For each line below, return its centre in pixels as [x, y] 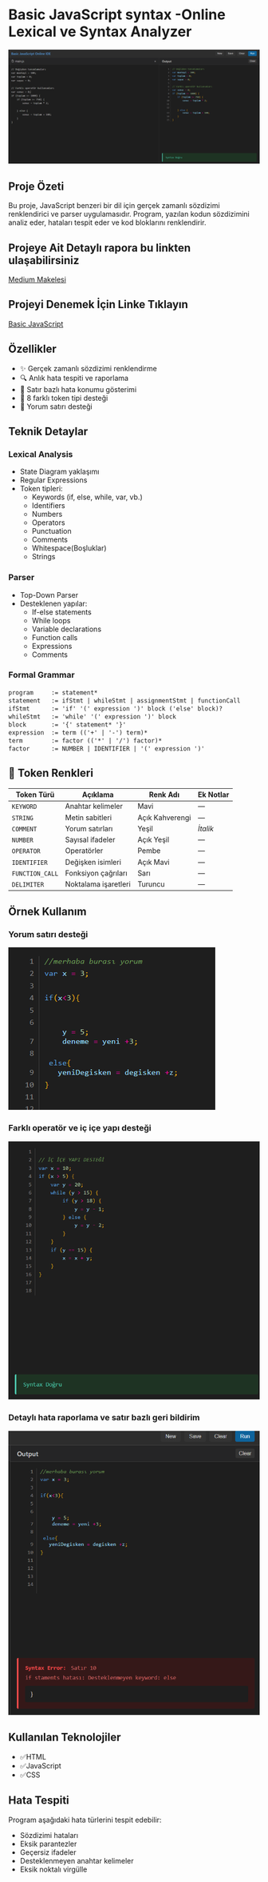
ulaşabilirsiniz [44, 260]
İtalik [206, 828]
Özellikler [33, 349]
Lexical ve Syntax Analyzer [100, 32]
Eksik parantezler [48, 1844]
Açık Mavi [154, 862]
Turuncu [151, 884]
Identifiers [48, 506]
